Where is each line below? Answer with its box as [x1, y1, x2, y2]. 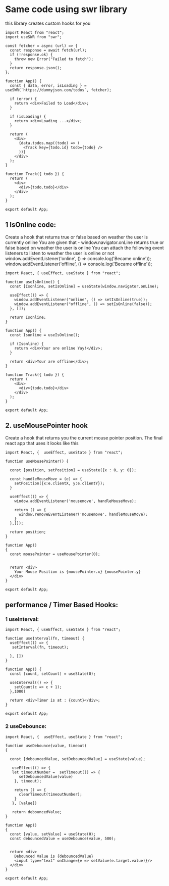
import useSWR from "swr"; [5, 34, 62, 39]
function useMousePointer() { [5, 459, 69, 464]
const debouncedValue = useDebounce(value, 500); [10, 836, 116, 841]
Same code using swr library [5, 4, 128, 15]
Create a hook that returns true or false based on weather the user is [5, 234, 148, 240]
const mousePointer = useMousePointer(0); [10, 552, 100, 557]
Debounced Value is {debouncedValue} [14, 854, 94, 859]
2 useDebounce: [5, 723, 47, 730]
